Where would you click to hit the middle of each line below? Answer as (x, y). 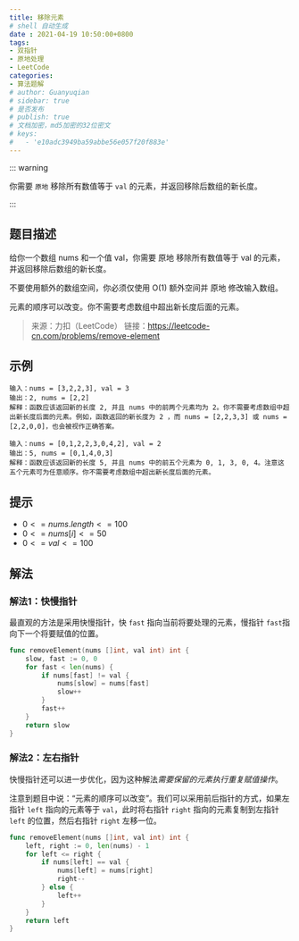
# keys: (24, 134)
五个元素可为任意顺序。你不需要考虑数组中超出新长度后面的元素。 (112, 473)
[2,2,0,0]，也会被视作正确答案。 (64, 427)
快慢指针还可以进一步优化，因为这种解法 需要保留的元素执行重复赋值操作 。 (146, 779)
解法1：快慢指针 (43, 601)
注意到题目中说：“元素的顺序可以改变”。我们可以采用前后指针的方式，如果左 (149, 798)
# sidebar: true (39, 101)
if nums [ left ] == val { (85, 862)
